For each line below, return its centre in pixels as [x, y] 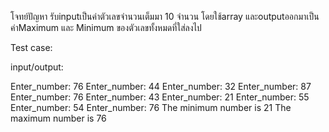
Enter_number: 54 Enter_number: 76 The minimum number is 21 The [151, 107]
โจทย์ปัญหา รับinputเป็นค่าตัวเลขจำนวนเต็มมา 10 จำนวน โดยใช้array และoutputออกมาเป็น [165, 16]
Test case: [31, 47]
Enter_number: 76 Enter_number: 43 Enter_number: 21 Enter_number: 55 [160, 97]
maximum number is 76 [58, 118]
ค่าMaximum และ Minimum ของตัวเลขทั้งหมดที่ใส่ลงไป [106, 27]
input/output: [37, 67]
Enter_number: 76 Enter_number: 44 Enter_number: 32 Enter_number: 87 [161, 86]
